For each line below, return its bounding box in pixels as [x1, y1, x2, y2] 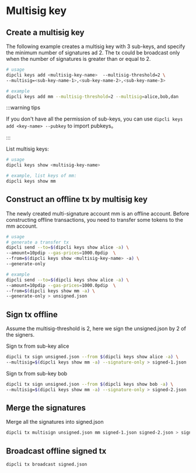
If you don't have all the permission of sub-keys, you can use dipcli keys [6, 115, 183, 122]
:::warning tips [6, 104, 41, 111]
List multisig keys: [6, 145, 50, 153]
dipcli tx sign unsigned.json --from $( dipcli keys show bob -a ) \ [6, 381, 174, 387]
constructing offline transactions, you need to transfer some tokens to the [6, 216, 184, 223]
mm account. [6, 222, 38, 229]
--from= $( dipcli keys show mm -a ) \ [6, 288, 95, 294]
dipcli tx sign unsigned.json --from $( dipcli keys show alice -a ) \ [6, 354, 179, 360]
